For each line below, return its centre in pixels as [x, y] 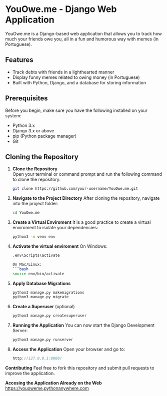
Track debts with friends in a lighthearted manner [63, 72]
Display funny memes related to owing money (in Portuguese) [76, 77]
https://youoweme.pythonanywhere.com [47, 388]
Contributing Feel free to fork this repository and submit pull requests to [80, 368]
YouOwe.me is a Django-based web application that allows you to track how [83, 33]
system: [13, 115]
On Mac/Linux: [27, 264]
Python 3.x [23, 125]
